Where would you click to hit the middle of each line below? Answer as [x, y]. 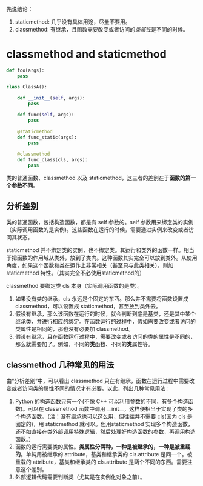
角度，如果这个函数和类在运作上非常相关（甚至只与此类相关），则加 [90, 265]
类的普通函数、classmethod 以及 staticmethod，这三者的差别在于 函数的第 [98, 178]
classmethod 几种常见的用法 [60, 365]
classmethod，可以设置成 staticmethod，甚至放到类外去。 [88, 306]
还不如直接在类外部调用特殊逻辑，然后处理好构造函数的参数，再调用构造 [105, 431]
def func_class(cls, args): [52, 160]
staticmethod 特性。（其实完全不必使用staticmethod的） [76, 273]
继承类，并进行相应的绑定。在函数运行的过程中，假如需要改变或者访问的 [105, 321]
